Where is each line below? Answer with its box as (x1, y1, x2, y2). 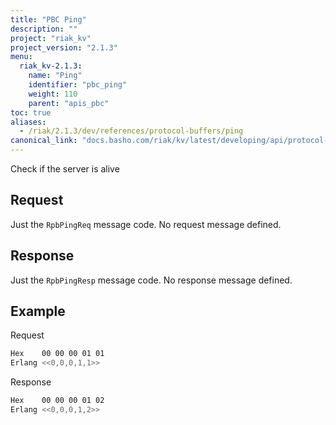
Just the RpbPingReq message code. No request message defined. (10, 218, 282, 230)
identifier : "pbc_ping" (28, 80, 128, 90)
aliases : (10, 117, 47, 127)
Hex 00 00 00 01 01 (10, 349, 105, 359)
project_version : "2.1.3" (10, 42, 118, 53)
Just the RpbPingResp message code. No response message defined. (10, 274, 293, 286)
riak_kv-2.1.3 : (19, 61, 83, 71)
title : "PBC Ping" (10, 14, 87, 25)
